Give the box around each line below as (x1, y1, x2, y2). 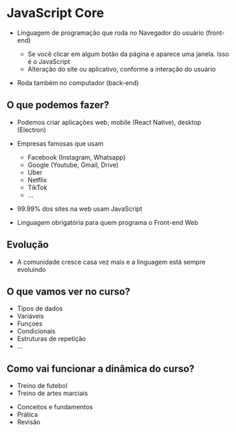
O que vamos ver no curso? (6, 285, 131, 297)
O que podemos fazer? (6, 99, 109, 111)
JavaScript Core (6, 5, 104, 21)
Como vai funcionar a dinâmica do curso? (6, 362, 195, 375)
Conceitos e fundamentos (16, 403, 93, 411)
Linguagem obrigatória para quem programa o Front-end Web (16, 218, 198, 226)
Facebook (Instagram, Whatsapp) (27, 153, 126, 161)
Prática (16, 410, 38, 419)
